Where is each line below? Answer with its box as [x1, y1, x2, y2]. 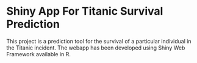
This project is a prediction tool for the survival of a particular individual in [6, 37, 192, 45]
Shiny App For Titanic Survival [6, 4, 163, 18]
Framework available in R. [6, 50, 71, 57]
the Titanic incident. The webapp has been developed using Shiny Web [6, 44, 185, 51]
